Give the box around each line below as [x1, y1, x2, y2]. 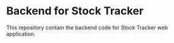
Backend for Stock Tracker [6, 4, 144, 18]
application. [6, 30, 36, 37]
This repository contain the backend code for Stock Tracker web [6, 24, 169, 31]
